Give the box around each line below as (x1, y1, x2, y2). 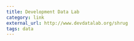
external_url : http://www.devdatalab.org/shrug (6, 20, 129, 26)
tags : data (6, 25, 34, 32)
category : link (6, 14, 45, 20)
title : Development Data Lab (6, 8, 80, 15)
